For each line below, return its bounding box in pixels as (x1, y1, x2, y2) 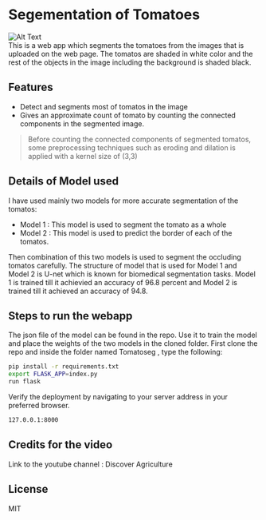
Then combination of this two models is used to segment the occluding (8, 252, 241, 261)
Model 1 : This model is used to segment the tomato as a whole (19, 220, 227, 229)
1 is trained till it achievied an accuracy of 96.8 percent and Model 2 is (8, 277, 237, 287)
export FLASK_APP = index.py (8, 370, 98, 379)
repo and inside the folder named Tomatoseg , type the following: (8, 347, 223, 357)
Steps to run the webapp (8, 309, 133, 323)
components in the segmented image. (19, 118, 145, 129)
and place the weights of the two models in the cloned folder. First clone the (8, 339, 258, 348)
